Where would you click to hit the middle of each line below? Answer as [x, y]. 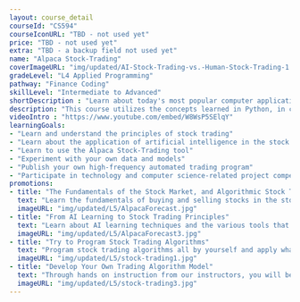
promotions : [31, 184]
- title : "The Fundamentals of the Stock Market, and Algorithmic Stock [147, 192]
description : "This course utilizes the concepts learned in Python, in [147, 109]
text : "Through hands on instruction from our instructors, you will [149, 275]
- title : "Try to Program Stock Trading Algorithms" [109, 242]
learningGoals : [37, 126]
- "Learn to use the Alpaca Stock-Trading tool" [101, 150]
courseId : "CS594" [43, 26]
